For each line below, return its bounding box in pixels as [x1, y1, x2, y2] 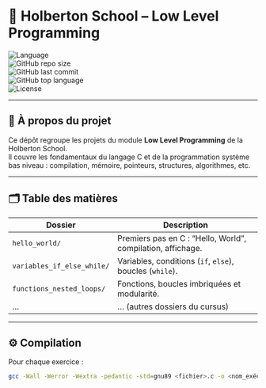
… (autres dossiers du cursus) [117, 301, 230, 312]
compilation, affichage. [117, 242, 203, 253]
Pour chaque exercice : [8, 357, 84, 367]
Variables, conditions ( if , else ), [117, 255, 234, 266]
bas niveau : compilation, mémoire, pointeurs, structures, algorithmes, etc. [8, 160, 251, 169]
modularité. [117, 288, 160, 299]
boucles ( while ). [117, 265, 178, 276]
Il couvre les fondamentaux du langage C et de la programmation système [8, 152, 250, 162]
